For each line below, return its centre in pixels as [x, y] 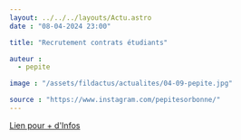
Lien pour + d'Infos [45, 125]
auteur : [26, 59]
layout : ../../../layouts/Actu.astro [81, 18]
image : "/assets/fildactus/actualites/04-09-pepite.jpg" [121, 84]
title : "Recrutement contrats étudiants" [89, 42]
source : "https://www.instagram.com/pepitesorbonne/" [115, 100]
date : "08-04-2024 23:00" [60, 26]
